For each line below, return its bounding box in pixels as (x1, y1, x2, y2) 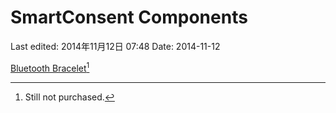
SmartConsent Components (10, 6, 248, 29)
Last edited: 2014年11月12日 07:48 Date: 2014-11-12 (10, 40, 221, 52)
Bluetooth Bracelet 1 (10, 60, 90, 74)
